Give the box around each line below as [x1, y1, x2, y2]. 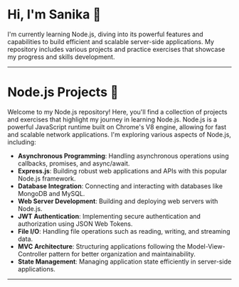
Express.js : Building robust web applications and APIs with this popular [17, 166, 228, 175]
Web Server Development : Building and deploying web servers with [17, 197, 218, 205]
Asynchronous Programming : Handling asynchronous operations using [17, 151, 229, 160]
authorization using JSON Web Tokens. [17, 220, 133, 228]
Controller [17, 249, 48, 258]
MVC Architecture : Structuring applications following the [17, 242, 186, 251]
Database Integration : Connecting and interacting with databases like [17, 181, 223, 190]
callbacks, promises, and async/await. [17, 159, 130, 168]
